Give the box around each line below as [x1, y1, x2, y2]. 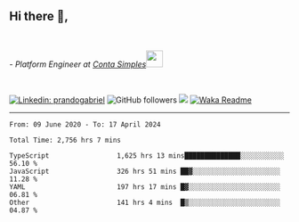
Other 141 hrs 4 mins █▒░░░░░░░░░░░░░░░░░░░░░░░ [9, 198, 280, 207]
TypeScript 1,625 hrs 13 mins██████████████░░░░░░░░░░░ [9, 151, 285, 160]
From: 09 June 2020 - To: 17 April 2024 [9, 119, 162, 129]
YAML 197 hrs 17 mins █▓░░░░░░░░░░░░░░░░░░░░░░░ [9, 182, 280, 192]
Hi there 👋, [9, 9, 69, 24]
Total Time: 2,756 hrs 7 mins [9, 136, 122, 144]
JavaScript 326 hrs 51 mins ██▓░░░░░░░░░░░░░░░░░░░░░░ [9, 167, 280, 176]
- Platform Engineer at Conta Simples [9, 59, 147, 70]
